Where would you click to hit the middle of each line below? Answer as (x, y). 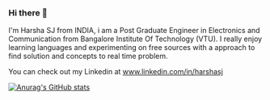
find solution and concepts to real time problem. (88, 56)
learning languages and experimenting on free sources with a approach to (132, 48)
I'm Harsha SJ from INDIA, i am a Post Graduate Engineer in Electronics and (134, 31)
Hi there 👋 (28, 13)
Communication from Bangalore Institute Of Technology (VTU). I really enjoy (135, 39)
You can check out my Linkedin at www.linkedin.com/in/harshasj (116, 72)
